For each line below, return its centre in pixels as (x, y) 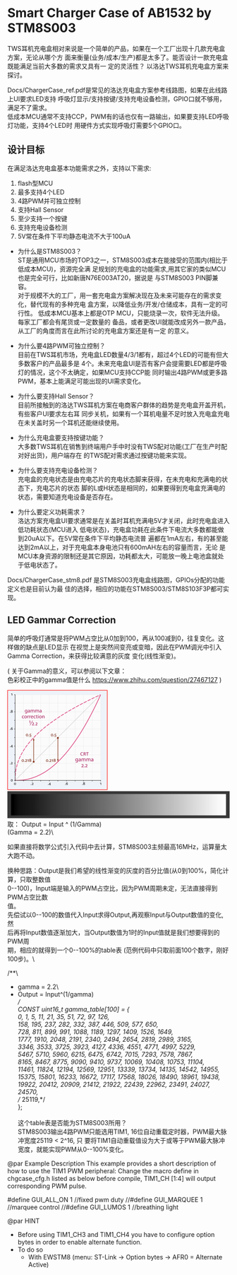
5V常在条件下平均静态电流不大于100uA (74, 236)
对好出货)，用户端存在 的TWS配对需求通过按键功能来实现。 (104, 455)
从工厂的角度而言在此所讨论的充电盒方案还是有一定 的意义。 (105, 331)
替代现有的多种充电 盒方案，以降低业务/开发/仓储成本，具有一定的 (126, 304)
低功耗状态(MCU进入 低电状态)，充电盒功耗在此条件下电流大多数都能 (118, 529)
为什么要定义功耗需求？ (51, 512)
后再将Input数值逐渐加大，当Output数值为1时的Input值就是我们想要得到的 (114, 933)
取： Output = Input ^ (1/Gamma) (55, 824)
